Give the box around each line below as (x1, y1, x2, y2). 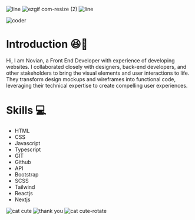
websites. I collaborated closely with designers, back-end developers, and (6, 63, 187, 70)
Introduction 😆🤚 (6, 38, 88, 51)
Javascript (14, 139, 41, 146)
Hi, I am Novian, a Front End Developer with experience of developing (6, 56, 175, 64)
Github (14, 158, 31, 165)
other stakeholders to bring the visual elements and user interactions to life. (6, 69, 190, 76)
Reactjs (14, 189, 34, 196)
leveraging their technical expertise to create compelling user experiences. (6, 82, 188, 89)
